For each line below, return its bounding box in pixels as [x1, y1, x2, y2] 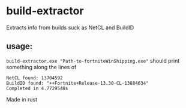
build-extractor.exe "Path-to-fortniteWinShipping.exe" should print [6, 57, 180, 64]
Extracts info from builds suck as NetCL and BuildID [6, 24, 134, 31]
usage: [6, 41, 33, 51]
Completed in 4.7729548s [6, 85, 68, 91]
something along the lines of [6, 63, 77, 70]
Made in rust [6, 95, 38, 103]
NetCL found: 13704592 [6, 75, 63, 81]
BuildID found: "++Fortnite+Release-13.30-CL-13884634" [6, 80, 149, 86]
